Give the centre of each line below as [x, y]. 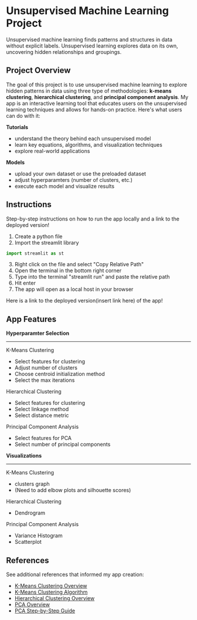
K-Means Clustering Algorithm [51, 592]
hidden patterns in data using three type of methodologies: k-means [89, 91]
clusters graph [32, 484]
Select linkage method [42, 409]
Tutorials [17, 127]
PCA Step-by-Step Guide [45, 611]
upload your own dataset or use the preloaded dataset [80, 174]
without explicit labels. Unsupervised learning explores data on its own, [92, 46]
